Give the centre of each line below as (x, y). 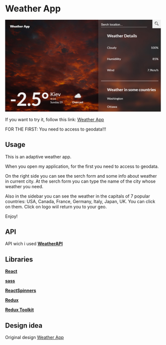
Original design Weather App (35, 337)
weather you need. (24, 186)
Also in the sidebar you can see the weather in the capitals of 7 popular (78, 196)
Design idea (24, 325)
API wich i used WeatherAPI (34, 244)
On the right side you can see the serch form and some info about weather (81, 176)
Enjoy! (12, 216)
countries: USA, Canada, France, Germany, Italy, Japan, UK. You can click (80, 201)
